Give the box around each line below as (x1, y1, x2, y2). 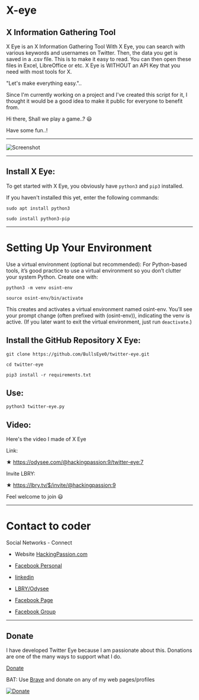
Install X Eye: (6, 167, 56, 177)
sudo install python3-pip (6, 216, 70, 221)
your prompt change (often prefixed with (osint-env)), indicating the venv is (6, 312, 190, 319)
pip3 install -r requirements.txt (6, 372, 92, 378)
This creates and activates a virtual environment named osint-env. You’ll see (6, 305, 192, 312)
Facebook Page (14, 597, 53, 604)
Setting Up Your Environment (6, 241, 152, 254)
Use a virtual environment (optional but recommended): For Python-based (6, 261, 187, 268)
